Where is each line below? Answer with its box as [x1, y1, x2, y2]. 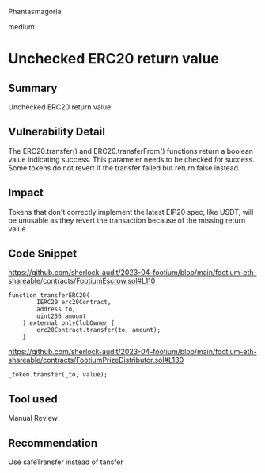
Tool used [8, 392, 58, 406]
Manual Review [8, 414, 58, 423]
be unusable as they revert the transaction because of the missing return [8, 216, 246, 225]
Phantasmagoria [8, 7, 62, 16]
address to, [36, 305, 77, 314]
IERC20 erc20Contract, [36, 299, 112, 307]
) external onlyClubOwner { [22, 319, 115, 327]
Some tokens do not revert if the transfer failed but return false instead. [8, 162, 240, 173]
